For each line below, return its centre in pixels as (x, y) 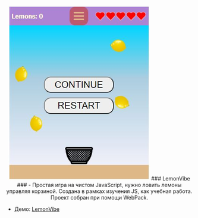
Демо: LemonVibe (37, 209)
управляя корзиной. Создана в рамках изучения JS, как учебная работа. (99, 191)
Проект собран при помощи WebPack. (99, 197)
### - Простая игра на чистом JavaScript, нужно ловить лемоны (99, 185)
